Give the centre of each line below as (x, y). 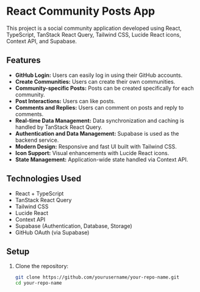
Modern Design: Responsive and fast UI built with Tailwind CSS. (96, 146)
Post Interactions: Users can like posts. (65, 101)
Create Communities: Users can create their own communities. (95, 81)
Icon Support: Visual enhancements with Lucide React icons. (92, 153)
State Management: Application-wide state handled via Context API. (102, 159)
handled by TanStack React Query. (59, 127)
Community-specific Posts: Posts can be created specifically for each (104, 88)
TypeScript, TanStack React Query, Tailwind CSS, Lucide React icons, (94, 34)
